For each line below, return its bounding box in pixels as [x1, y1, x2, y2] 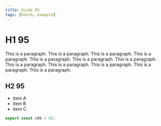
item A [12, 95, 26, 102]
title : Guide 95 [5, 7, 40, 13]
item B [12, 101, 26, 107]
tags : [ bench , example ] [5, 12, 56, 17]
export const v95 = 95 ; [5, 116, 56, 121]
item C [12, 106, 27, 112]
